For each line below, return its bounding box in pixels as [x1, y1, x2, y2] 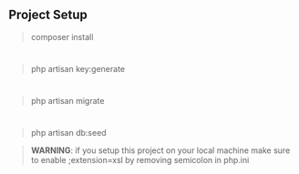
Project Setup [8, 7, 88, 23]
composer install [30, 31, 94, 42]
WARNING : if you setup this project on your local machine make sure [30, 145, 291, 156]
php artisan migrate [30, 96, 105, 107]
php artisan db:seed [30, 128, 107, 138]
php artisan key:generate [30, 64, 126, 74]
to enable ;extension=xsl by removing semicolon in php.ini [30, 155, 250, 166]
